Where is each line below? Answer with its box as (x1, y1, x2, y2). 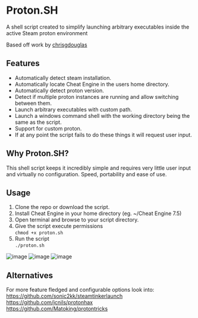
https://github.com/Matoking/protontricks (6, 305, 108, 313)
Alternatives (6, 270, 54, 280)
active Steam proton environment (6, 29, 88, 36)
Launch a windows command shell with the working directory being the (14, 112, 190, 119)
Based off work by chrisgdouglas (6, 41, 87, 48)
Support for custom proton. (14, 124, 82, 132)
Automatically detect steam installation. (14, 74, 112, 81)
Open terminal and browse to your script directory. (14, 216, 139, 223)
